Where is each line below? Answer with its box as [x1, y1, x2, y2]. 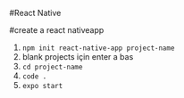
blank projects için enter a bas [21, 52, 134, 61]
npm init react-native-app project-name [21, 44, 175, 53]
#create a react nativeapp [9, 25, 105, 35]
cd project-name [21, 62, 83, 71]
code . [21, 72, 47, 81]
